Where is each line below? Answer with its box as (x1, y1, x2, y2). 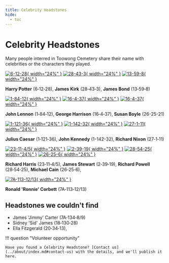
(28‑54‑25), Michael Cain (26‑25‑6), (5, 167, 81, 173)
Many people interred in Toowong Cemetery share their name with (5, 55, 144, 61)
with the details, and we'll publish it (75, 249, 162, 254)
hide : (5, 12, 17, 17)
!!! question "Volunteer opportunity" (5, 235, 80, 241)
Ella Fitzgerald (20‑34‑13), (12, 225, 67, 232)
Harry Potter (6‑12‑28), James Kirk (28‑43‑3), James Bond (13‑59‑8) (5, 86, 151, 92)
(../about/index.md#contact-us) (5, 249, 74, 254)
